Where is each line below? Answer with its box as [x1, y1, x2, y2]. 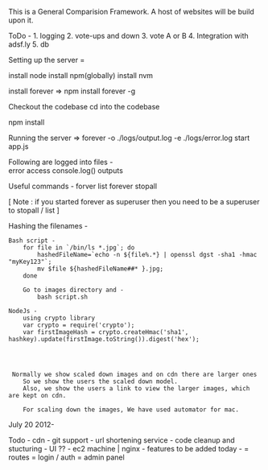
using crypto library [23, 314, 95, 322]
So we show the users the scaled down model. [23, 377, 179, 385]
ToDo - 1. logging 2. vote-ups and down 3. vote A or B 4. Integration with [8, 31, 249, 40]
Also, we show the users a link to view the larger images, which [23, 385, 250, 393]
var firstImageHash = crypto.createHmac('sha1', [23, 328, 189, 336]
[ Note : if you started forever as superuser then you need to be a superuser [8, 197, 260, 206]
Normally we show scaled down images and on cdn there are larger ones [11, 370, 258, 378]
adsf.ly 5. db [8, 39, 50, 49]
